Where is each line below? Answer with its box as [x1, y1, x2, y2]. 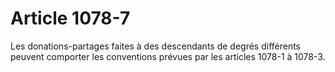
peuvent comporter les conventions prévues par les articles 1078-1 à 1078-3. [10, 50, 326, 62]
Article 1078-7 [10, 7, 131, 30]
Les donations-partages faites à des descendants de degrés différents [10, 40, 302, 52]
